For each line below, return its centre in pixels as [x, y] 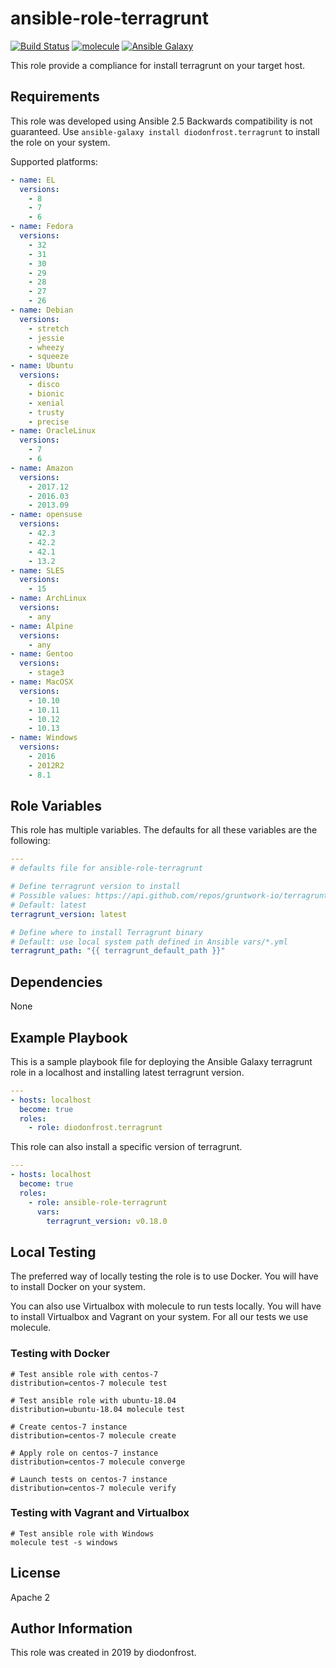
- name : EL [33, 180]
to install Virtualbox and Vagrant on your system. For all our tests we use [159, 1317]
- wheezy [46, 347]
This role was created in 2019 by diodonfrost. [103, 1653]
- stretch [49, 328]
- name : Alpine [42, 626]
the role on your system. [60, 142]
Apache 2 [30, 1597]
